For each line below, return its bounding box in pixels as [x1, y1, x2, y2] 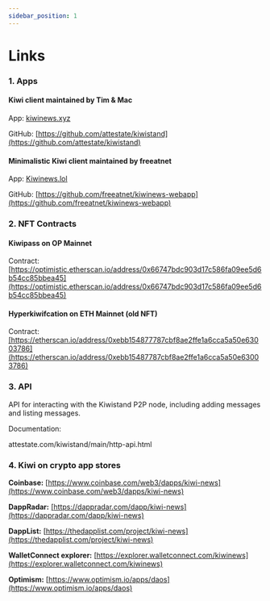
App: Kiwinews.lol [8, 174, 68, 184]
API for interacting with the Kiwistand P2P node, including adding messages [8, 399, 261, 409]
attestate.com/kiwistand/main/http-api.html [8, 439, 152, 449]
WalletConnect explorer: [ [8, 550, 97, 561]
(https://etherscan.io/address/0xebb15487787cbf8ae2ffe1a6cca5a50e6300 [8, 353, 260, 362]
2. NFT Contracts [8, 219, 77, 230]
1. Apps [8, 75, 38, 86]
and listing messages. [8, 408, 81, 418]
